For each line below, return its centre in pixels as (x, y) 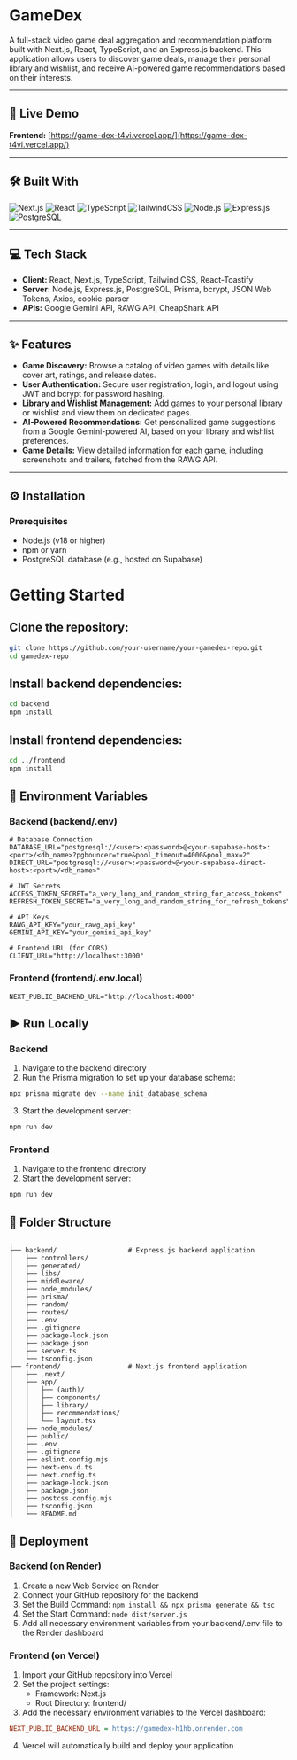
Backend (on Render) (55, 1566)
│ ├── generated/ (45, 1266)
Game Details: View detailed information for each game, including (142, 450)
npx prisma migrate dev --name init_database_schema (108, 1094)
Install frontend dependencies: (96, 740)
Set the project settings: (65, 1685)
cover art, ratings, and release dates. (89, 375)
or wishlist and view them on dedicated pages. (107, 413)
